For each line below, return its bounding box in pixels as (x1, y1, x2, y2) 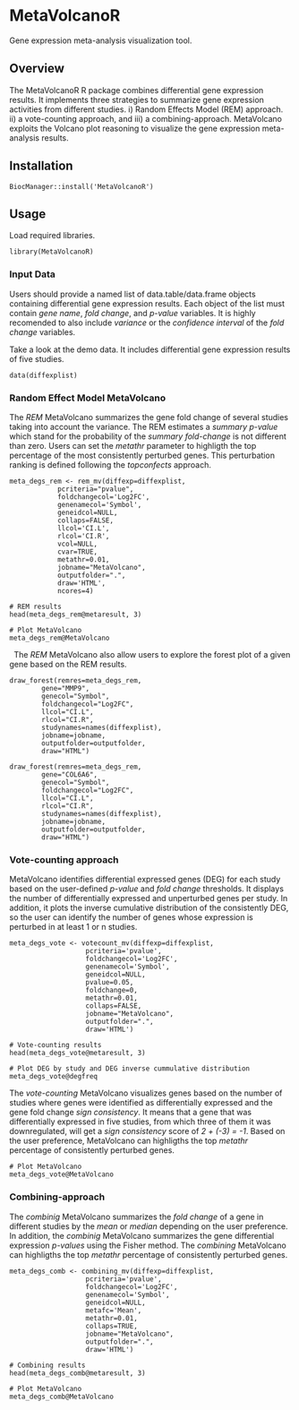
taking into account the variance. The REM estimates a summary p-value (9, 421, 278, 432)
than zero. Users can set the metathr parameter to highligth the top (9, 440, 257, 451)
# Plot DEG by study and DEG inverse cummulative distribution (9, 1064, 251, 1073)
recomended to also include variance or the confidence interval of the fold (9, 317, 285, 328)
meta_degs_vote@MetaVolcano (9, 1170, 115, 1179)
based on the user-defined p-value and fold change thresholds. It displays (9, 883, 285, 894)
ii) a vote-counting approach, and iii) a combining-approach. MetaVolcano (9, 113, 282, 124)
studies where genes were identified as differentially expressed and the (9, 1097, 273, 1108)
